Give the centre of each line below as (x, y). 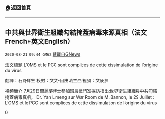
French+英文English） (40, 41)
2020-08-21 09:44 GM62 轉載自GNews (43, 54)
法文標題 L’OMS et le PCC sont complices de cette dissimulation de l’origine (82, 65)
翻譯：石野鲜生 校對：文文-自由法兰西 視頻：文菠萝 (57, 80)
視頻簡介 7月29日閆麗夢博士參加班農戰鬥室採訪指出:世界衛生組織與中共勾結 (81, 91)
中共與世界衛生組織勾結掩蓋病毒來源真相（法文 (76, 32)
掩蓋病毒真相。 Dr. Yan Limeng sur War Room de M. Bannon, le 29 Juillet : (80, 97)
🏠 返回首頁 (18, 7)
